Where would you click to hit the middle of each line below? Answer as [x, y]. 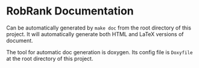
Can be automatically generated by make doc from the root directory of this [99, 28]
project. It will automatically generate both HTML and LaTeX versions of [95, 34]
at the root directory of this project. [50, 58]
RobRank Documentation [70, 11]
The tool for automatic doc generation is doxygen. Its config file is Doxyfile [99, 52]
